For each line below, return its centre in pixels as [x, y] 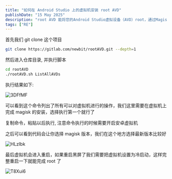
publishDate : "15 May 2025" [35, 15]
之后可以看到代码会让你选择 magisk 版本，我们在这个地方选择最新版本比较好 [86, 133]
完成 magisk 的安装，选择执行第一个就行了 [50, 112]
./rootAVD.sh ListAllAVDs [33, 74]
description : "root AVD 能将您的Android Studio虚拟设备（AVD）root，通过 [81, 19]
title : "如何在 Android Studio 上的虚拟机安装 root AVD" [63, 10]
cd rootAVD [17, 70]
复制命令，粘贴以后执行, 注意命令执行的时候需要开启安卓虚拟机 [72, 123]
